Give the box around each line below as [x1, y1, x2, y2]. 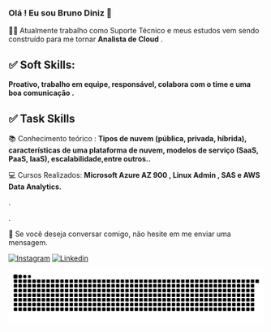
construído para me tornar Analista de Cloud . [8, 34, 164, 44]
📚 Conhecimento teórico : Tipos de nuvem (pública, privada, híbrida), [8, 133, 247, 143]
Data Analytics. [8, 182, 62, 192]
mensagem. [8, 237, 48, 247]
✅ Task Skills [8, 111, 75, 125]
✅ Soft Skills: [8, 58, 75, 71]
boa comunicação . [8, 88, 75, 98]
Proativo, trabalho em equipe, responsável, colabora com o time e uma [8, 80, 252, 89]
